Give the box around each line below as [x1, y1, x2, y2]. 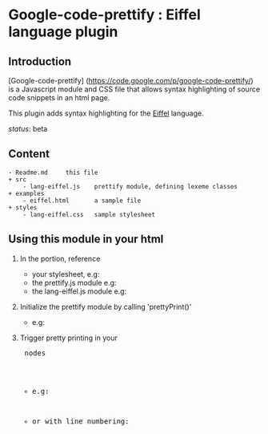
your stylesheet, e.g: [31, 269, 100, 278]
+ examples [8, 189, 45, 197]
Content [8, 147, 50, 161]
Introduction [8, 55, 72, 68]
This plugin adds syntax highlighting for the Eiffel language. [8, 108, 204, 118]
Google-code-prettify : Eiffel [8, 6, 202, 24]
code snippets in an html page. [8, 93, 110, 102]
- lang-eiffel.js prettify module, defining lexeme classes [22, 182, 238, 190]
